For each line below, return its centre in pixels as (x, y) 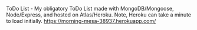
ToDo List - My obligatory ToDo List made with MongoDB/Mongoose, (90, 9)
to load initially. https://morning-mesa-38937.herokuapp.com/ (81, 21)
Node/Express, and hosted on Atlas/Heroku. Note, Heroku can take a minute (99, 15)
